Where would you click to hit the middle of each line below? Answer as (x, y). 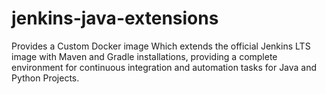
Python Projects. (45, 78)
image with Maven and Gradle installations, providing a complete (144, 56)
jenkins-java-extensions (115, 18)
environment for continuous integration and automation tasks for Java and (164, 67)
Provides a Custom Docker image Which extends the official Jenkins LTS (161, 46)
